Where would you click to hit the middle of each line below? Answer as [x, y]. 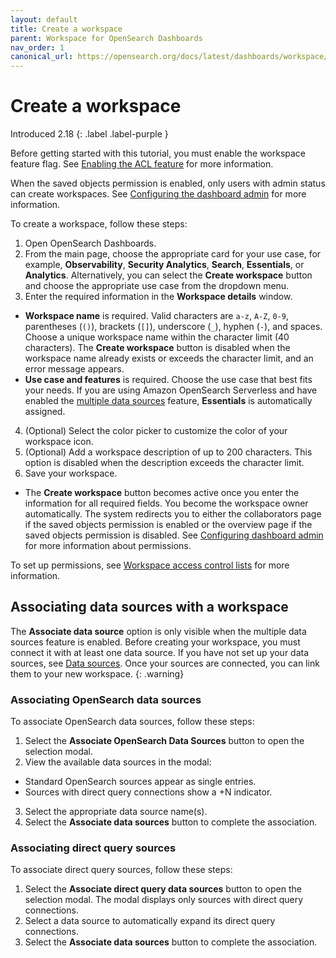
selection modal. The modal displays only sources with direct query [164, 900]
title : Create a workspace [66, 29]
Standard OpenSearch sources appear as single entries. [140, 782]
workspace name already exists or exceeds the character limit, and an [169, 358]
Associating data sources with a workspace [149, 607]
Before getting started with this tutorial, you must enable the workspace [158, 153]
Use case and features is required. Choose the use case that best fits [168, 380]
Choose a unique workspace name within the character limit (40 [157, 337]
